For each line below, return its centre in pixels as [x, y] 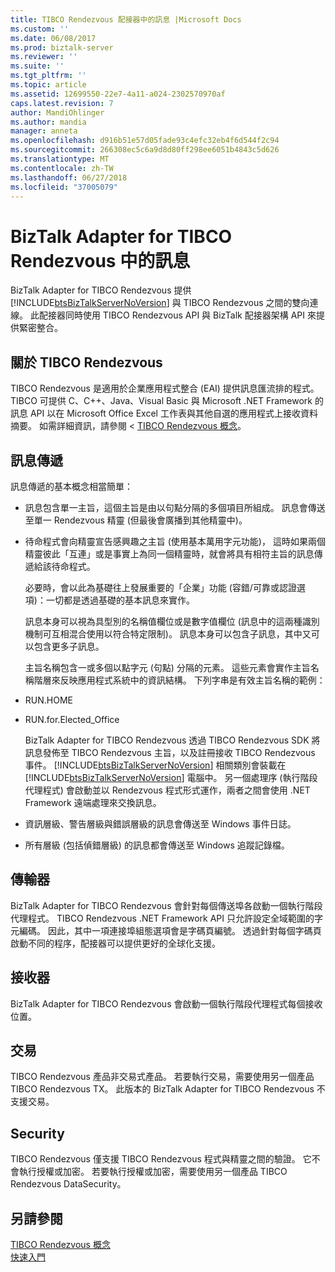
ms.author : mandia [48, 122]
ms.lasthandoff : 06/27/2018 [69, 177]
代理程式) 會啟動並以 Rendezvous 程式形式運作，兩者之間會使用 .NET [167, 790]
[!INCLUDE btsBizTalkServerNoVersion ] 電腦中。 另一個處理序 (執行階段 [171, 777]
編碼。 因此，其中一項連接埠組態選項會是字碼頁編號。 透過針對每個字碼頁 [170, 930]
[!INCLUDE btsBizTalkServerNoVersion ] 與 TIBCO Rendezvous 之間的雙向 [160, 303]
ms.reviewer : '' [44, 57]
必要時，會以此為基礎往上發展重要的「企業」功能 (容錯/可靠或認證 [160, 587]
